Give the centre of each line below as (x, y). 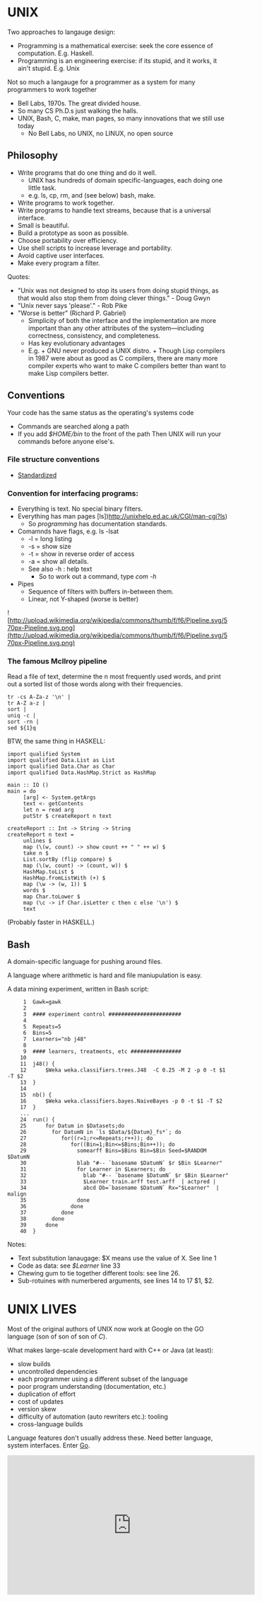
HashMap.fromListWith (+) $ (64, 878)
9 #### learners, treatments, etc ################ (102, 1052)
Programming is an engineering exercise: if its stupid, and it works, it (117, 60)
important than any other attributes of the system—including (116, 328)
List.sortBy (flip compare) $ (67, 860)
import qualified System (44, 754)
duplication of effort (47, 1394)
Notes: (17, 1244)
